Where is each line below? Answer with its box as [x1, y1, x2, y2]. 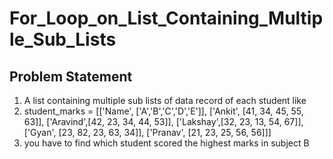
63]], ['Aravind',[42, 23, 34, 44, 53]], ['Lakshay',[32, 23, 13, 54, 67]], [23, 116, 304, 127]
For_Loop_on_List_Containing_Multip [9, 7, 324, 30]
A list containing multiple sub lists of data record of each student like [23, 95, 307, 106]
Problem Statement [9, 68, 133, 85]
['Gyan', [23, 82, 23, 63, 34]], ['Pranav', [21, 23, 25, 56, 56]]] [23, 127, 272, 138]
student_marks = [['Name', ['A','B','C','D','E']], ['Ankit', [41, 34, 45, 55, [23, 105, 304, 117]
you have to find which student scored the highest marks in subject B [23, 137, 310, 149]
